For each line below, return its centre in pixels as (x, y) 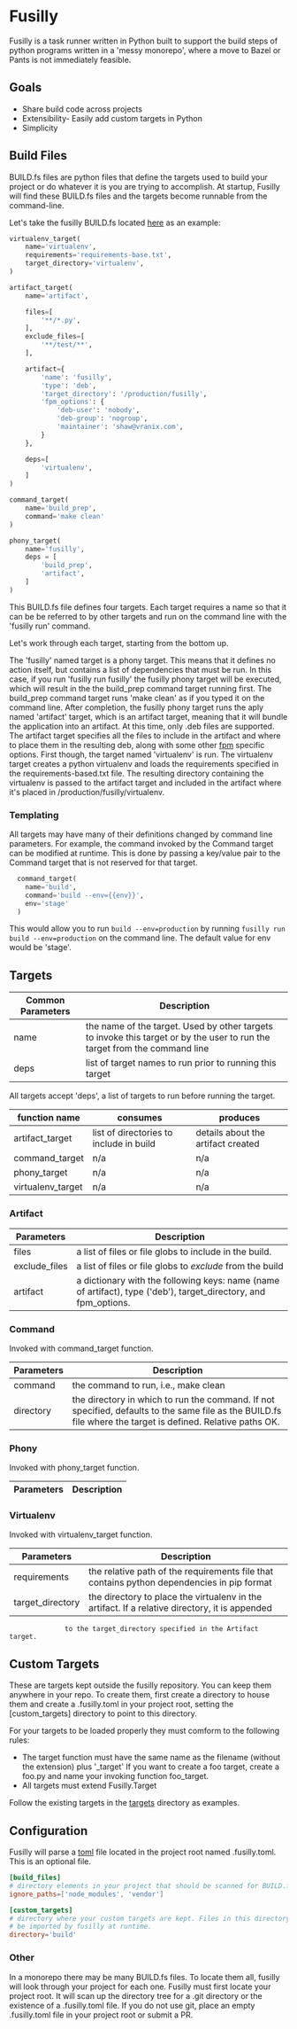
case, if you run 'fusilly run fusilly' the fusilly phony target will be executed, (145, 679)
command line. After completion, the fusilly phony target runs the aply (136, 707)
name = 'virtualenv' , (61, 247)
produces (240, 1118)
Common (45, 1001)
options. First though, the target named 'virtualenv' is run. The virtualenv (141, 754)
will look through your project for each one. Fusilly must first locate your (140, 1986)
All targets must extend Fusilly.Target (89, 1786)
